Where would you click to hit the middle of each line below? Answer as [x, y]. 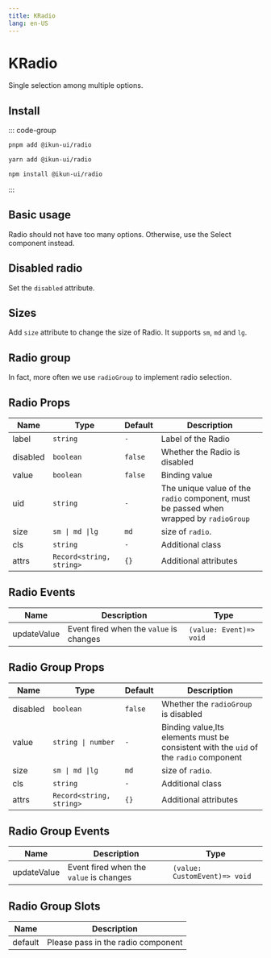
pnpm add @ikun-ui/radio [50, 145]
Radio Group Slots [54, 906]
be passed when [192, 508]
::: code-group [32, 131]
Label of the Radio [195, 439]
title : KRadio [32, 16]
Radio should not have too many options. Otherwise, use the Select [120, 234]
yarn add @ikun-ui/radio [50, 160]
